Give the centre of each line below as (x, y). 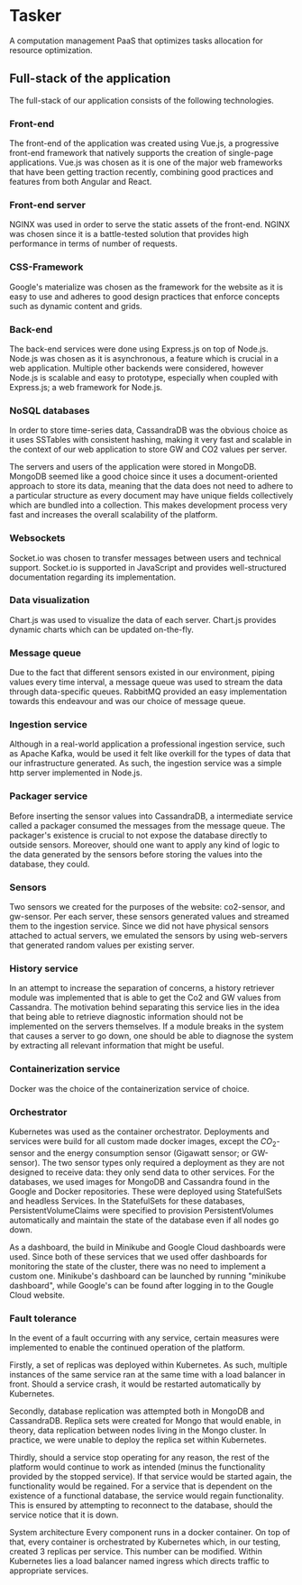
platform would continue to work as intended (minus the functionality (137, 1467)
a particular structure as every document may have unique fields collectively (151, 496)
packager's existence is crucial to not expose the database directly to (138, 835)
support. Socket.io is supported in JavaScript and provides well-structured (148, 567)
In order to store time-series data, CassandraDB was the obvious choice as (149, 430)
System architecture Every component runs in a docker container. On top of (150, 1532)
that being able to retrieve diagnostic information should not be (126, 1017)
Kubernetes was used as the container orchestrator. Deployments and (139, 1131)
